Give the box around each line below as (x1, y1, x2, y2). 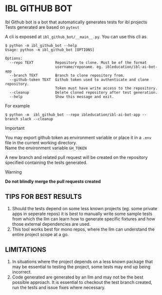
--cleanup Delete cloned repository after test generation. (9, 90, 158, 95)
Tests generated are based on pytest (5, 24, 79, 30)
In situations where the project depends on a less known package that (12, 258, 153, 264)
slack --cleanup (20, 117, 54, 121)
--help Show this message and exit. (9, 94, 114, 99)
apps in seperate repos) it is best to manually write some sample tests (12, 211, 152, 216)
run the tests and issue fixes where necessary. (12, 284, 106, 290)
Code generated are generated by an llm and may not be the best (12, 274, 144, 280)
